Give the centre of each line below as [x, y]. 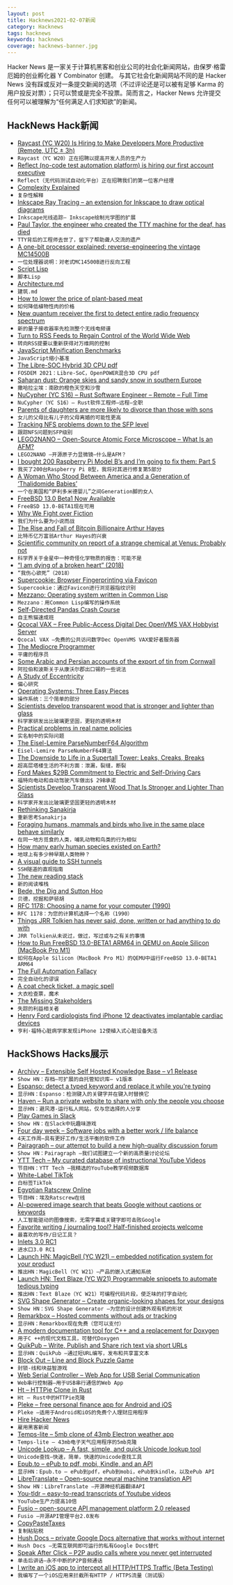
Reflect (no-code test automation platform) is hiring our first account [115, 165]
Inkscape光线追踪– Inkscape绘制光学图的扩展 [77, 217]
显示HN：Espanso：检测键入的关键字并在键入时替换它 [83, 1094]
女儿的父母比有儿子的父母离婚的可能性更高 [69, 418]
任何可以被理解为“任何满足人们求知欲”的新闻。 [74, 101]
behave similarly [41, 832]
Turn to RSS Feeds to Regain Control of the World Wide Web [104, 335]
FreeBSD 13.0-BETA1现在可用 [56, 506]
